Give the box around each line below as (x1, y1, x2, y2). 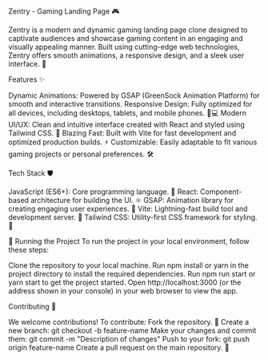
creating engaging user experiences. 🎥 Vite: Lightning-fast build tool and (8, 204, 248, 213)
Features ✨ (8, 75, 46, 84)
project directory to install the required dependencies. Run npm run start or (8, 269, 256, 278)
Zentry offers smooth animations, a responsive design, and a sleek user (8, 51, 245, 60)
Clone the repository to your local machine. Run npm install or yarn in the (8, 261, 250, 270)
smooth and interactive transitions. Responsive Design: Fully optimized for (8, 99, 253, 108)
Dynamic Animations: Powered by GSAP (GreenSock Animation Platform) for (8, 91, 260, 100)
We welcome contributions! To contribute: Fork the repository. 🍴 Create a (8, 318, 250, 326)
